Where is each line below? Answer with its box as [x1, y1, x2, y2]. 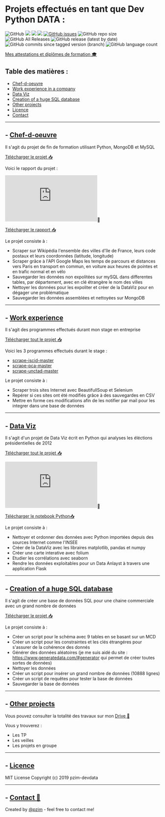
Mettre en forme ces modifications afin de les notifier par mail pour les [12, 398, 155, 404]
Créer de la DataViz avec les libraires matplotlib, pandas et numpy [12, 545, 146, 551]
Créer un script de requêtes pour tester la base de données [12, 676, 133, 681]
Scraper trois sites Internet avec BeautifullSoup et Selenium [12, 387, 133, 393]
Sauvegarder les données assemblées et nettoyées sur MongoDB [12, 295, 145, 300]
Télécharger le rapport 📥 [5, 226, 56, 232]
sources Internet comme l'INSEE [12, 539, 78, 546]
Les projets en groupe [12, 743, 57, 748]
